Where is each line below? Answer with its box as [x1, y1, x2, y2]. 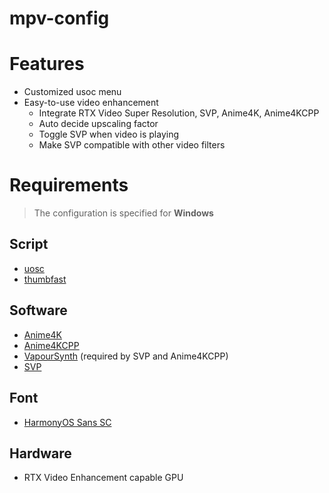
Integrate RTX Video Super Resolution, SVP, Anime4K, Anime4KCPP [38, 107, 320, 119]
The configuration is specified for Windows [33, 207, 214, 219]
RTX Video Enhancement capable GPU [23, 472, 184, 484]
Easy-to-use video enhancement [23, 97, 159, 109]
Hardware [9, 445, 72, 462]
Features [9, 53, 85, 76]
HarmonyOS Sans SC [23, 416, 112, 428]
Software [9, 302, 68, 319]
